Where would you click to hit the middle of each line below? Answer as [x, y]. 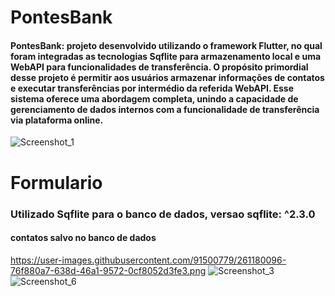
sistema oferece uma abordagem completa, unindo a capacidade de [154, 98]
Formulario [56, 182]
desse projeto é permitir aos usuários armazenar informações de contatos [167, 77]
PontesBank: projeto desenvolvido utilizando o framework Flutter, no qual [166, 45]
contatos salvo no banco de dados [83, 238]
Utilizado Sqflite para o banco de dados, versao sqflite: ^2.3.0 [163, 214]
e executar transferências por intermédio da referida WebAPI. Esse [152, 88]
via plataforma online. [57, 120]
